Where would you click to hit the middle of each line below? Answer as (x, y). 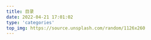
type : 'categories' (30, 22)
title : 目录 (20, 11)
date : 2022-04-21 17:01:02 (40, 17)
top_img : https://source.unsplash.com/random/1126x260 (76, 28)
